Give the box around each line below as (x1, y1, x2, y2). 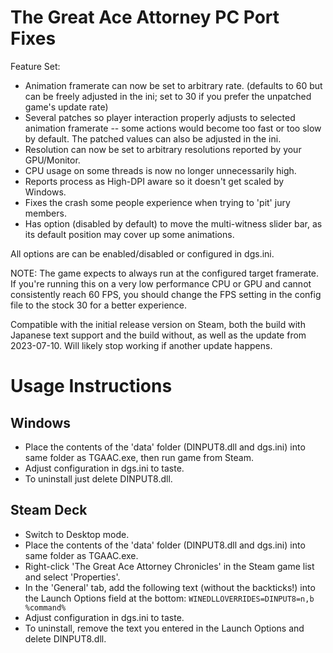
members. (24, 207, 67, 219)
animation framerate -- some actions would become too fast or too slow (24, 122, 322, 134)
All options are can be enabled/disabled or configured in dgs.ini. (10, 247, 275, 260)
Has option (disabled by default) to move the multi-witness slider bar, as (24, 217, 323, 230)
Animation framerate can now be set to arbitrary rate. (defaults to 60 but (24, 79, 323, 91)
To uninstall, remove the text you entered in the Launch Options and (24, 622, 305, 634)
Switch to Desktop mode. (24, 528, 130, 540)
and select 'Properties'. (24, 571, 121, 583)
